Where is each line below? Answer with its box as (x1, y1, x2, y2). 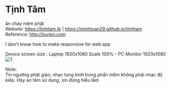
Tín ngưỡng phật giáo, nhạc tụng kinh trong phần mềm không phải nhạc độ (5, 71, 163, 77)
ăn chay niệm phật (5, 20, 44, 26)
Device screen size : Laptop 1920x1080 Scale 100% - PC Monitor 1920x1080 (5, 51, 166, 57)
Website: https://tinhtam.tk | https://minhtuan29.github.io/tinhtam (5, 25, 142, 32)
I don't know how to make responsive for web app (5, 41, 111, 47)
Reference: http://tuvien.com (5, 31, 66, 37)
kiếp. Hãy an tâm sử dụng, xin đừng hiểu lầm (5, 77, 99, 83)
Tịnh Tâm (5, 4, 46, 15)
